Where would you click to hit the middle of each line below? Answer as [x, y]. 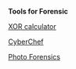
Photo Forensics [34, 57]
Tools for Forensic [38, 11]
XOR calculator [32, 26]
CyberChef [26, 42]
